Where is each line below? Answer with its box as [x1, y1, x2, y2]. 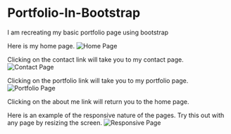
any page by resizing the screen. [7, 118, 103, 127]
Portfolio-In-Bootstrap [7, 5, 141, 21]
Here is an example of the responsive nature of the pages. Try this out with [7, 111, 225, 119]
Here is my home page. [7, 41, 75, 50]
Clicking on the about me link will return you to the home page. [7, 97, 189, 106]
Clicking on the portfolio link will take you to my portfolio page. [7, 76, 189, 85]
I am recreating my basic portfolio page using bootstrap [7, 28, 169, 36]
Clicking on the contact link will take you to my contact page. [7, 55, 185, 64]
